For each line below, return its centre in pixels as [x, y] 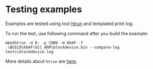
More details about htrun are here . [41, 61]
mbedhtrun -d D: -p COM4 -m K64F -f [44, 43]
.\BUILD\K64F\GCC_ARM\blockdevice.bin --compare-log [62, 47]
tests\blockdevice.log [29, 52]
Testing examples [44, 9]
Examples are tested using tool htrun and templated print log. [69, 24]
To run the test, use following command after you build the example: [77, 33]
